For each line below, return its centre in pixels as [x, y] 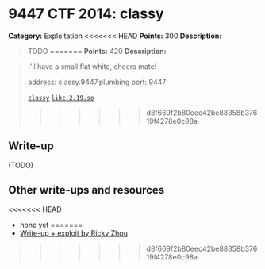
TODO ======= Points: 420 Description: [97, 51]
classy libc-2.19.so [61, 98]
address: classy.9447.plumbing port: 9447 [97, 82]
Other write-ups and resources [86, 190]
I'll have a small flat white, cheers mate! [92, 66]
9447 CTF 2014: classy [86, 14]
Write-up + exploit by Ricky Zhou [74, 233]
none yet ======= [51, 225]
